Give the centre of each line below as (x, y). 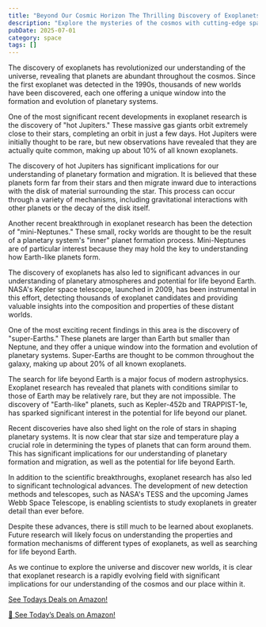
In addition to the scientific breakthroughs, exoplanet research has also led (130, 478)
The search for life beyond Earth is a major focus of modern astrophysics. (129, 379)
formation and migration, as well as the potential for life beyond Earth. (122, 462)
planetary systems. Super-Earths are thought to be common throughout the (131, 356)
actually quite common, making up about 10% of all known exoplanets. (123, 151)
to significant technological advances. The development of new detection (128, 486)
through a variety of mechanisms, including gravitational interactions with (128, 200)
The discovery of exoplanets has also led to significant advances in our (124, 273)
